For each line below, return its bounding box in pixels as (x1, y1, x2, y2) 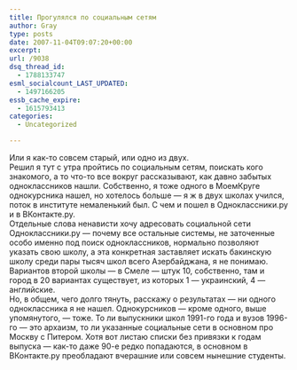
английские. (9, 285, 56, 295)
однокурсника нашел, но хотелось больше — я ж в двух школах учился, (9, 190, 285, 201)
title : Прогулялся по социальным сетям (9, 12, 157, 22)
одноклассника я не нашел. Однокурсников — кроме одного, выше (9, 303, 267, 313)
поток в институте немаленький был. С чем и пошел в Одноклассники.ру (9, 200, 288, 209)
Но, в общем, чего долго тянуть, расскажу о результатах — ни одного (9, 294, 277, 304)
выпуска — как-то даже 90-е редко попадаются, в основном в (9, 341, 248, 351)
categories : (9, 112, 53, 121)
